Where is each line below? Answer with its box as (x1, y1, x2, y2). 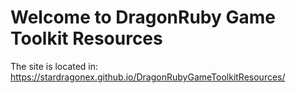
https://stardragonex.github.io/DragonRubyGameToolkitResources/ (10, 71, 286, 83)
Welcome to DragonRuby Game (10, 6, 276, 29)
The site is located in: (10, 60, 99, 72)
